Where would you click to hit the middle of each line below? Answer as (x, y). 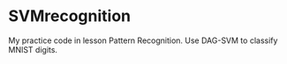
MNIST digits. (33, 49)
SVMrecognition (70, 16)
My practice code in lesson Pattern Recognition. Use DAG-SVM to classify (143, 40)
